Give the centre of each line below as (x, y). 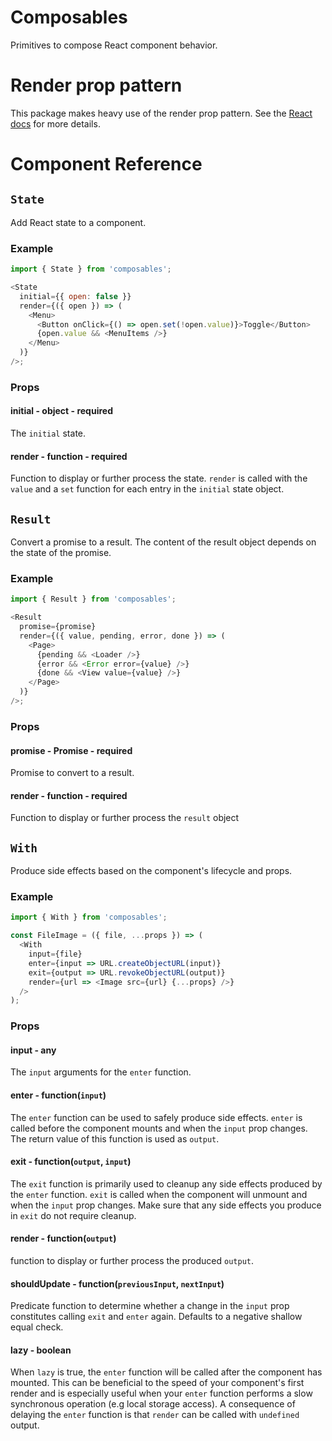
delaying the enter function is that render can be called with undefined (155, 1415)
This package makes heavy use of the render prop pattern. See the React (161, 113)
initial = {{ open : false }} (75, 296)
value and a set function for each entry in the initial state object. (147, 489)
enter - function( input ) (58, 1095)
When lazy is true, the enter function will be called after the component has (166, 1372)
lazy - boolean (41, 1350)
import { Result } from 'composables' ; (93, 599)
